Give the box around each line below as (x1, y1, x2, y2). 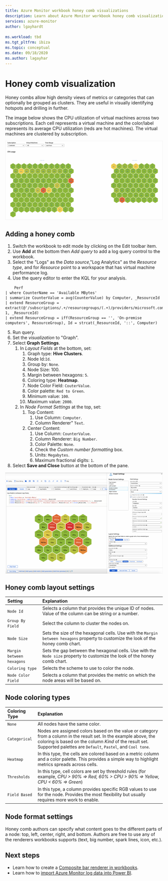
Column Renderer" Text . (34, 420, 85, 426)
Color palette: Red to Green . (27, 388, 85, 394)
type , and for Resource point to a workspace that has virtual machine (12, 264, 155, 270)
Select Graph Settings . (12, 340, 60, 346)
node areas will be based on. (42, 677, 101, 683)
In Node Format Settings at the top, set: (19, 404, 101, 410)
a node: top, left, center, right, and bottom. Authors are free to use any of (5, 831, 155, 837)
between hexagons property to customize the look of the (42, 635, 156, 641)
